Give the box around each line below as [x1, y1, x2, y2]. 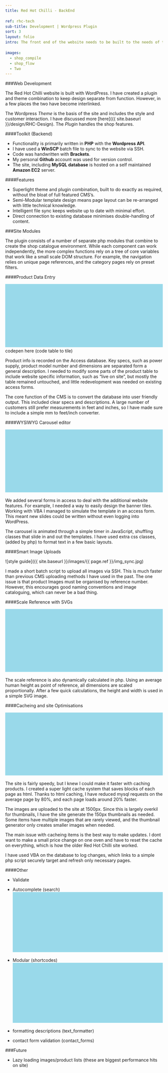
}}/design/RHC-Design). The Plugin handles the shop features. [5, 121, 134, 127]
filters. [5, 264, 18, 270]
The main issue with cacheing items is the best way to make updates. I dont [5, 832, 161, 838]
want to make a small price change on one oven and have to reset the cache [5, 837, 162, 843]
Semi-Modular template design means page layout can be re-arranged [12, 197, 158, 203]
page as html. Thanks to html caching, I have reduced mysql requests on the [5, 791, 163, 797]
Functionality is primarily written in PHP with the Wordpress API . [12, 141, 146, 147]
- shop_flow [9, 61, 35, 66]
